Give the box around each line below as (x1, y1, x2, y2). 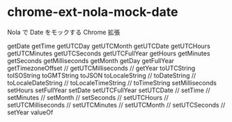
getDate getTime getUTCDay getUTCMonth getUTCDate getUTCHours (7, 42, 210, 50)
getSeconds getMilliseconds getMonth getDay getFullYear (7, 56, 175, 64)
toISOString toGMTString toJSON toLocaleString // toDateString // (7, 71, 196, 80)
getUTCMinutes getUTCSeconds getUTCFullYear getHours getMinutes (7, 49, 210, 58)
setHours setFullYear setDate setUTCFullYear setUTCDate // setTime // (7, 86, 210, 94)
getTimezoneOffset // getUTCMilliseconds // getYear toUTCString (7, 64, 196, 72)
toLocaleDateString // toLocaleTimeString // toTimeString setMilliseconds (7, 78, 217, 87)
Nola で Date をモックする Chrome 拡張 (7, 28, 121, 36)
